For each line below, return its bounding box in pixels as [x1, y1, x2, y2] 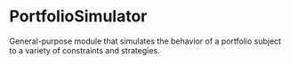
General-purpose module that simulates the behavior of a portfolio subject [9, 36, 282, 46]
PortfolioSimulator [9, 6, 148, 27]
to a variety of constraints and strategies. [9, 45, 160, 55]
